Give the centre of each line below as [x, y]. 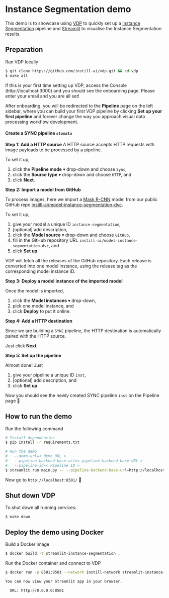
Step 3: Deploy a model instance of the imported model [64, 281]
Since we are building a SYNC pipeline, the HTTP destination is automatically [83, 331]
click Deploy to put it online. [41, 311]
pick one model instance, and [43, 306]
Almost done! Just [24, 365]
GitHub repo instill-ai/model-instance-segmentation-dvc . [64, 205]
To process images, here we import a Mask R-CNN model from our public [81, 199]
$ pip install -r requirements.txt [43, 442]
